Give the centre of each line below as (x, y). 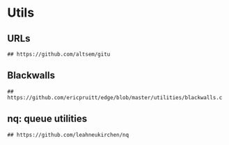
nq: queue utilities (47, 119)
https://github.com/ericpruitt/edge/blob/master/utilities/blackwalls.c (115, 97)
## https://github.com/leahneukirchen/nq (68, 135)
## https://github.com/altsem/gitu (59, 54)
